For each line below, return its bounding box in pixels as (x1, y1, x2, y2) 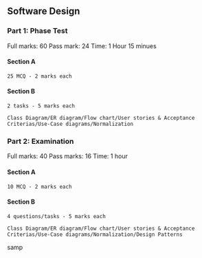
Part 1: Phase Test (7, 26, 68, 36)
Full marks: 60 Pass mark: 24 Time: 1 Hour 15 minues (7, 41, 157, 50)
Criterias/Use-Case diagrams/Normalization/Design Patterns (7, 230, 183, 238)
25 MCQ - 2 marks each (7, 72, 72, 80)
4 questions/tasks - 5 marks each (7, 213, 106, 219)
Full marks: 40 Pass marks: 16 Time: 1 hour (7, 152, 128, 160)
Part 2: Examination (7, 137, 74, 147)
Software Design (7, 6, 80, 17)
